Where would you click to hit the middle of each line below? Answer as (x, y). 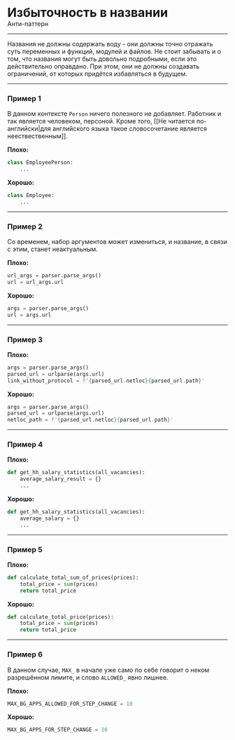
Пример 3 (25, 339)
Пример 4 (25, 445)
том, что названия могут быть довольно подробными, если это (102, 59)
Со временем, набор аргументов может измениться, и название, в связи (117, 242)
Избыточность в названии (88, 13)
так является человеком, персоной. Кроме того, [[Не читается (101, 121)
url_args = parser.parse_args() (54, 276)
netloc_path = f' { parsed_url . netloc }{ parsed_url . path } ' (90, 420)
